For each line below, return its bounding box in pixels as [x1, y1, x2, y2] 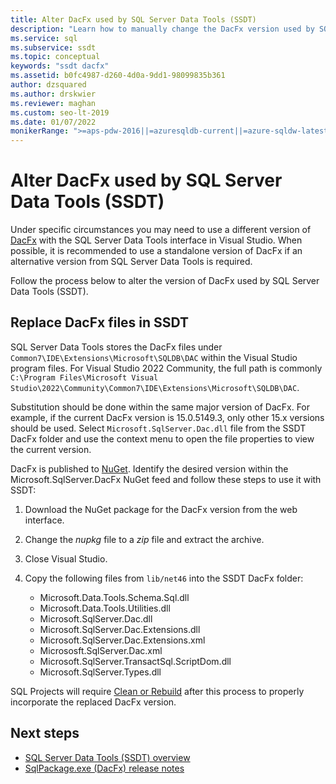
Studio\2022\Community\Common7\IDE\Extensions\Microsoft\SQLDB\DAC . [10, 381, 300, 393]
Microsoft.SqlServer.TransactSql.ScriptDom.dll [39, 655, 232, 667]
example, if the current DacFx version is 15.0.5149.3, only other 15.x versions [10, 411, 325, 423]
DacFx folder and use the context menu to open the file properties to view [10, 432, 315, 445]
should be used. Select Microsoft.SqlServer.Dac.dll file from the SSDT [10, 422, 307, 434]
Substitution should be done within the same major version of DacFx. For [10, 401, 311, 413]
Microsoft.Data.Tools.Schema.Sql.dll [39, 591, 190, 603]
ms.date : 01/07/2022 [10, 117, 97, 127]
